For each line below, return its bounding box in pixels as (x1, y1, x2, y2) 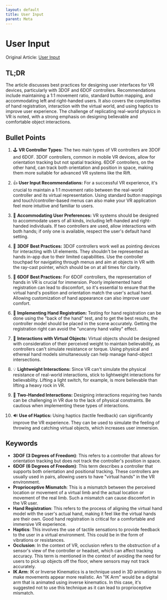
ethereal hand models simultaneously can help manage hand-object (12, 351, 153, 357)
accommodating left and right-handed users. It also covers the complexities (5, 98, 161, 104)
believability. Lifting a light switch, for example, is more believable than (12, 377, 158, 383)
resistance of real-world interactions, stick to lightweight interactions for (12, 371, 161, 378)
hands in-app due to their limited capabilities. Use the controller (12, 254, 144, 259)
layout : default (5, 7, 39, 12)
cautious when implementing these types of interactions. (12, 402, 130, 408)
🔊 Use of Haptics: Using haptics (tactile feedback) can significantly (12, 412, 153, 418)
